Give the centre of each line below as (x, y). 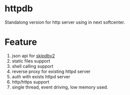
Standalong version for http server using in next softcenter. (65, 22)
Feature (21, 42)
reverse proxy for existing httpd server (51, 71)
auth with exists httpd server (41, 76)
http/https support (31, 82)
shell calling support (32, 66)
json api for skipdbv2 (33, 56)
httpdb (19, 9)
